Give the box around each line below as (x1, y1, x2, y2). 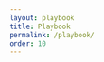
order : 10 (9, 38, 47, 48)
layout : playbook (9, 13, 75, 23)
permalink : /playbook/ (9, 30, 95, 39)
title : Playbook (9, 22, 71, 31)
